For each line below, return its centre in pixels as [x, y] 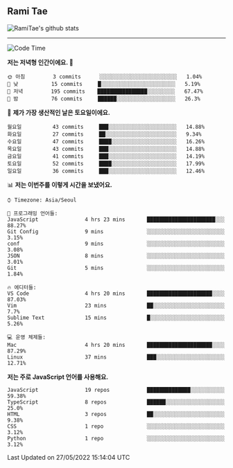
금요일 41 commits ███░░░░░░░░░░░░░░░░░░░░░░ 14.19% [106, 156]
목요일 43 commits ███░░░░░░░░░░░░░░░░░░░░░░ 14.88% [106, 149]
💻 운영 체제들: [27, 337]
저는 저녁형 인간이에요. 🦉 [41, 62]
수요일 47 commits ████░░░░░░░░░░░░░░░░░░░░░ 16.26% [106, 141]
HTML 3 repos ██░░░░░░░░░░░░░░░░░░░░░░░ [116, 414]
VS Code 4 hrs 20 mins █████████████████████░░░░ [116, 294]
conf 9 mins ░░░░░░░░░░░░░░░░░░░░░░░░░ [116, 244]
